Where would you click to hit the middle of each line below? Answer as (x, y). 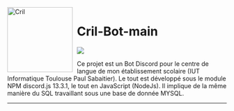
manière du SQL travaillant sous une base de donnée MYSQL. (96, 93)
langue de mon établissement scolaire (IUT (139, 71)
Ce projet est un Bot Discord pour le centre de (143, 63)
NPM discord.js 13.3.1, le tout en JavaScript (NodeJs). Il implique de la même (117, 85)
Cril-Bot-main (117, 32)
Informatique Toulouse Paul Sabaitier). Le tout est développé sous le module (117, 78)
